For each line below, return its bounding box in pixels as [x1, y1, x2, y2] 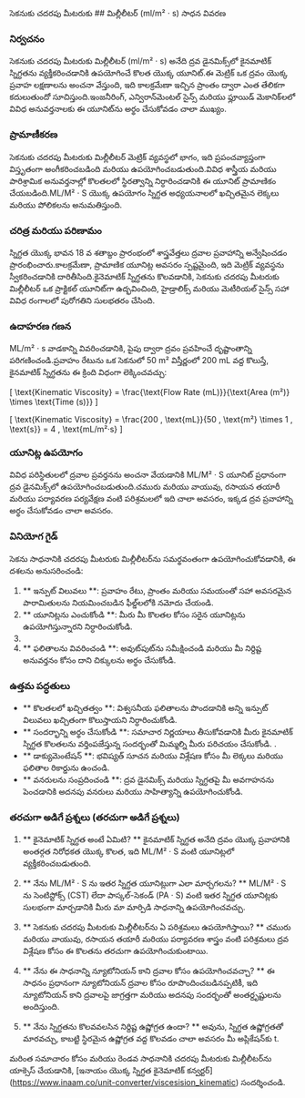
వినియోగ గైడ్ [9, 530, 58, 543]
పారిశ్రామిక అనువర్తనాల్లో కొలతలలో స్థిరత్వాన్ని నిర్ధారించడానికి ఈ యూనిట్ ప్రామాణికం [9, 175, 277, 186]
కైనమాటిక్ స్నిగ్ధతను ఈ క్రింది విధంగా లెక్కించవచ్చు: [9, 367, 167, 378]
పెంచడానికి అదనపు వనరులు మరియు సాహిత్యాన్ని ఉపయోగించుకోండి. [22, 787, 244, 798]
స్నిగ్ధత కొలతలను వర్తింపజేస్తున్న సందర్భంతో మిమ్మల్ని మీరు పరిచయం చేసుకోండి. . [22, 738, 277, 749]
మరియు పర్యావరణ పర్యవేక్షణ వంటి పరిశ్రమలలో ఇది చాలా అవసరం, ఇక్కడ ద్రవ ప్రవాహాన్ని [9, 493, 294, 504]
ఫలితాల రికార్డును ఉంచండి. [22, 762, 110, 773]
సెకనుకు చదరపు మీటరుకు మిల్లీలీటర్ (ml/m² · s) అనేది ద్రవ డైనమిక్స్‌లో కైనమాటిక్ [9, 56, 271, 66]
